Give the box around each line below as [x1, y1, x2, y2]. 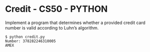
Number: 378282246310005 [5, 38, 56, 44]
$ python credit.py [5, 34, 45, 39]
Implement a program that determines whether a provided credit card [5, 20, 146, 26]
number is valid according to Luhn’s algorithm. [5, 25, 99, 30]
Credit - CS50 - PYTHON [5, 3, 108, 15]
